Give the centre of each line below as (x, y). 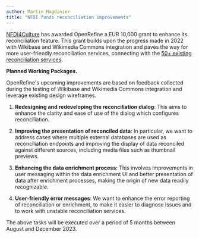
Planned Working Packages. (42, 71)
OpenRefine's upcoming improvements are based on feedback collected (95, 82)
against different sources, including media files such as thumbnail (95, 150)
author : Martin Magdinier (38, 12)
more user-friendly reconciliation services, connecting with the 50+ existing (99, 53)
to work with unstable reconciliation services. (70, 211)
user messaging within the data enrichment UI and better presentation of (104, 174)
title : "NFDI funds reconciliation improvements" (69, 17)
